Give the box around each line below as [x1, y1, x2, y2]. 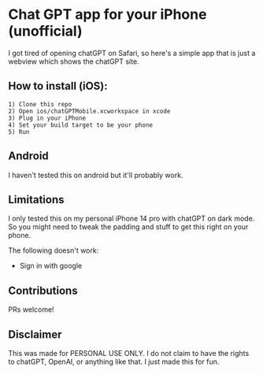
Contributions [8, 283, 78, 297]
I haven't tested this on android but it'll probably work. [8, 170, 183, 180]
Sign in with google [19, 261, 83, 271]
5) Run [8, 128, 30, 135]
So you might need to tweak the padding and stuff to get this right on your [8, 222, 249, 231]
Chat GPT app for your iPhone [8, 6, 207, 24]
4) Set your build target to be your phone [8, 120, 154, 129]
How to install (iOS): [8, 80, 108, 93]
